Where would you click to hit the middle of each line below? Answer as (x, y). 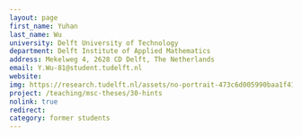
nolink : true (34, 101)
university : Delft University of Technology (94, 43)
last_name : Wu (36, 34)
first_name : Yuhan (44, 26)
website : (26, 77)
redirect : (28, 110)
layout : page (34, 18)
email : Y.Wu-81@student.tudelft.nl (76, 68)
